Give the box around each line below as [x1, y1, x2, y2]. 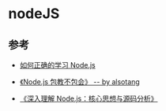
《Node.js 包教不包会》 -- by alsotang [19, 77, 140, 87]
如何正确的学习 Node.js [19, 61, 96, 69]
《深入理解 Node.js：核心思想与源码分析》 [19, 94, 158, 103]
